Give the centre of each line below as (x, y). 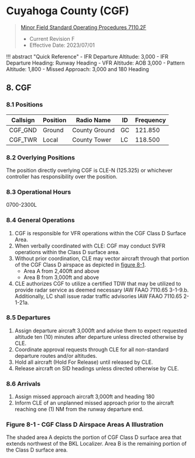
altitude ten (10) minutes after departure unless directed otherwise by (99, 337)
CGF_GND (23, 130)
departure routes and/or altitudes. (56, 355)
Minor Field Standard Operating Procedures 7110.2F (83, 27)
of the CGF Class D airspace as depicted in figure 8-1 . (80, 264)
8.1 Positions (25, 105)
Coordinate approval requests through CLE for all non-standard (92, 349)
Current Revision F (52, 39)
